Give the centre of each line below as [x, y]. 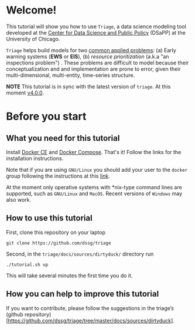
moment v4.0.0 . [25, 93]
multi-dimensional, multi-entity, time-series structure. [71, 75]
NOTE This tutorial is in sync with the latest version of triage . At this [88, 86]
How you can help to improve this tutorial [83, 294]
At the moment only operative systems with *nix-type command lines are [94, 187]
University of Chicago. [33, 39]
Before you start [46, 116]
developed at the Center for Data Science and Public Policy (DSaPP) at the [96, 32]
